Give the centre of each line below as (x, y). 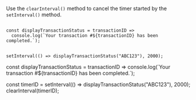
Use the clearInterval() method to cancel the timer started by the (87, 8)
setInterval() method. (34, 15)
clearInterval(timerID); (33, 91)
